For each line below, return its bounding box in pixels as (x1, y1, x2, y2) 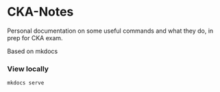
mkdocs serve (7, 80, 45, 87)
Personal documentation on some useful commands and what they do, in (7, 27, 214, 35)
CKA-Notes (7, 4, 74, 20)
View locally (7, 64, 49, 74)
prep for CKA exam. (7, 33, 63, 42)
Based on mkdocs (7, 47, 58, 55)
